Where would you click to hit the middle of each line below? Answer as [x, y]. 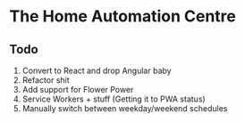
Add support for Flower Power [78, 89]
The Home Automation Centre [123, 16]
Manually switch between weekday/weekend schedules [125, 108]
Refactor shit [46, 80]
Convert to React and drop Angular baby [97, 70]
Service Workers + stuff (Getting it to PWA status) [114, 99]
